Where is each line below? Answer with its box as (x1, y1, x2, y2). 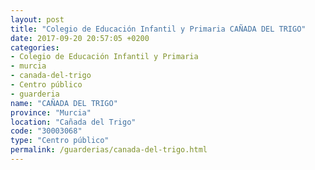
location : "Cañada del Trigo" (10, 117, 137, 127)
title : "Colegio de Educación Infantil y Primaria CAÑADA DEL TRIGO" (10, 24, 307, 34)
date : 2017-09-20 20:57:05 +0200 (10, 33, 150, 43)
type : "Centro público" (10, 136, 110, 146)
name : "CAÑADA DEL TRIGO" (10, 98, 118, 108)
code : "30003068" (10, 126, 83, 136)
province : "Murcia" (10, 107, 92, 118)
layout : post (10, 14, 65, 25)
